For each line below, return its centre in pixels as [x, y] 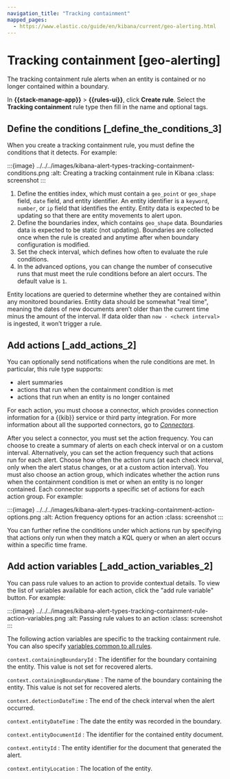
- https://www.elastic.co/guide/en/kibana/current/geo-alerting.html [115, 26]
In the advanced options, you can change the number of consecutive [115, 267]
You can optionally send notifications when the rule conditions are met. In [111, 362]
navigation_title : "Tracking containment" [69, 13]
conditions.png [28, 173]
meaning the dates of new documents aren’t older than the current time [108, 309]
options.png [24, 517]
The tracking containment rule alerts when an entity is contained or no [106, 79]
